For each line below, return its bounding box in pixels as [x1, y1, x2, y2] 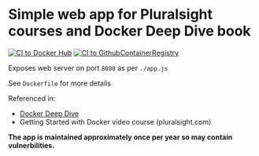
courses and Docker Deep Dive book [8, 22, 251, 40]
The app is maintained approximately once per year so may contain [8, 132, 233, 142]
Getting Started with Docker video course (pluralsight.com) [19, 117, 212, 126]
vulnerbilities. [8, 140, 55, 150]
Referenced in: [8, 93, 56, 103]
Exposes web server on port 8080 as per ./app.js [8, 63, 168, 72]
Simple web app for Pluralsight [8, 5, 213, 24]
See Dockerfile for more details [8, 78, 112, 88]
